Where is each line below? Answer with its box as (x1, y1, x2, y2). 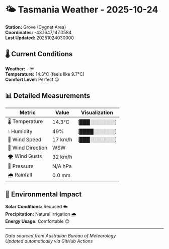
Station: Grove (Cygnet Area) (5, 24, 66, 30)
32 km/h (52, 154, 72, 161)
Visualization (81, 109, 113, 116)
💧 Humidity (8, 128, 33, 135)
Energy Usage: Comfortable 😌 (5, 218, 70, 224)
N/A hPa (52, 163, 72, 170)
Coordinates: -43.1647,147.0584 (5, 29, 72, 35)
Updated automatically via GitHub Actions (5, 238, 93, 244)
